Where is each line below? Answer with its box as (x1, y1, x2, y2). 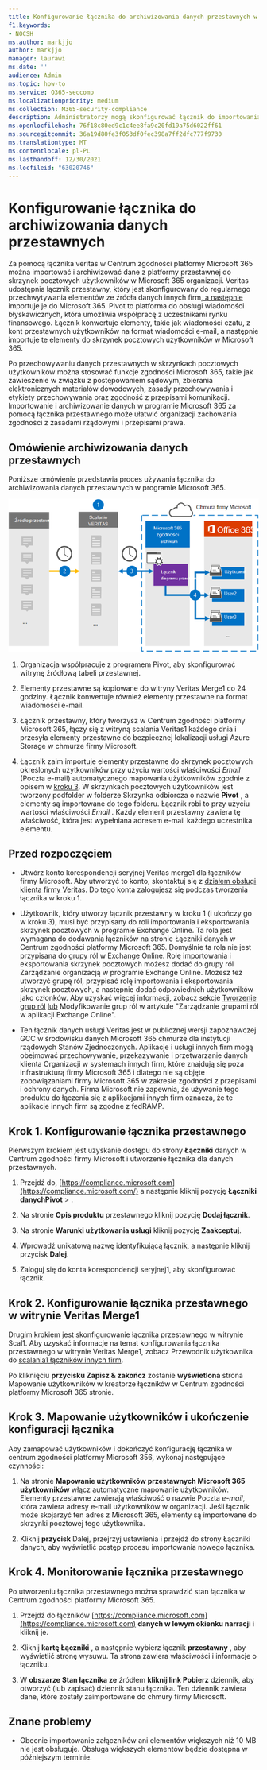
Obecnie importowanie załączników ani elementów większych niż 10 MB (19, 1736, 257, 1745)
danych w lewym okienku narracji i (137, 1618, 255, 1629)
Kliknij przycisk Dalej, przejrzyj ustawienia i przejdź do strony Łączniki (19, 1534, 251, 1543)
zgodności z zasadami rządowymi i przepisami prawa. (8, 418, 186, 428)
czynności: (8, 1461, 44, 1470)
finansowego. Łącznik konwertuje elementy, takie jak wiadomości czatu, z (8, 318, 251, 327)
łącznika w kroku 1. (19, 893, 82, 903)
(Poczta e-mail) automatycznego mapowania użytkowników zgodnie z (19, 773, 250, 783)
